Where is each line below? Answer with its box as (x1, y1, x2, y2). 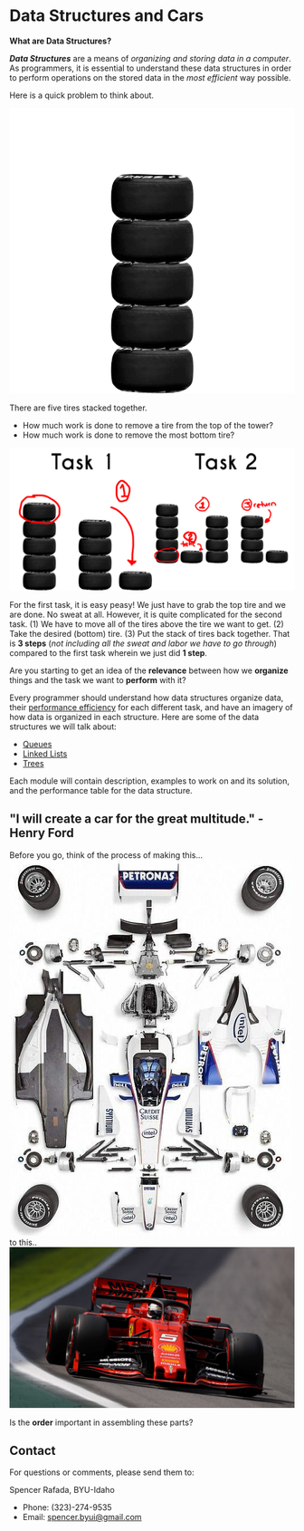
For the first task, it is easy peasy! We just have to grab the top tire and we (9, 599, 287, 610)
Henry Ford (9, 825, 74, 841)
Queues (22, 738, 52, 749)
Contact (9, 1442, 56, 1459)
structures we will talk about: (9, 721, 118, 732)
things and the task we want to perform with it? (9, 674, 187, 685)
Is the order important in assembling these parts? (9, 1417, 194, 1428)
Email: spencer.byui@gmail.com (22, 1512, 142, 1523)
